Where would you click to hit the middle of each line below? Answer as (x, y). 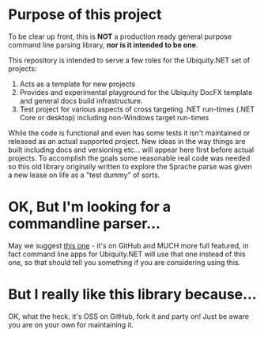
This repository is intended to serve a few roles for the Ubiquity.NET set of (129, 60)
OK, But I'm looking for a (90, 207)
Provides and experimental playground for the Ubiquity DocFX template (136, 92)
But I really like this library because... (132, 295)
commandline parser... (84, 224)
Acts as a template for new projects (77, 84)
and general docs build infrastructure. (81, 100)
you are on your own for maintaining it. (71, 324)
